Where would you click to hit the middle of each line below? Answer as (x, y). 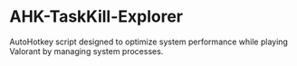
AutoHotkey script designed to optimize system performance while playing (148, 42)
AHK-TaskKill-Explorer (96, 17)
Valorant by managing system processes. (86, 51)
